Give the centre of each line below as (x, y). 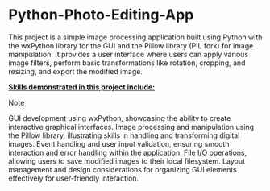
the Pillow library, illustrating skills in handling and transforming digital (124, 135)
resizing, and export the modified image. (76, 71)
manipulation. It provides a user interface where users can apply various (129, 54)
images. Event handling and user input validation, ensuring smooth (119, 143)
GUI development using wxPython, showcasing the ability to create (120, 118)
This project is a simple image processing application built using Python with (135, 37)
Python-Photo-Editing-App (101, 15)
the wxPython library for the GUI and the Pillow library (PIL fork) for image (131, 45)
